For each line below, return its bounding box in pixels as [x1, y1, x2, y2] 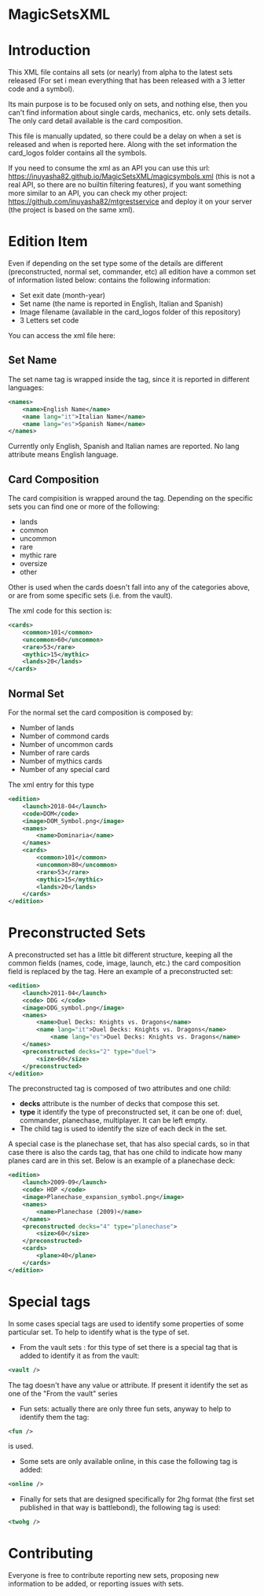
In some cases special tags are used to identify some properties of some [8, 1318, 244, 1328]
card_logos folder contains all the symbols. [8, 148, 148, 158]
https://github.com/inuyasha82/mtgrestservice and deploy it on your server [8, 197, 253, 206]
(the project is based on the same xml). [8, 205, 135, 215]
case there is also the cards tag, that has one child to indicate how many [8, 1148, 243, 1157]
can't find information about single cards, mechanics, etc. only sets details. [8, 108, 251, 117]
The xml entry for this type [8, 780, 94, 789]
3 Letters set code [19, 316, 79, 325]
